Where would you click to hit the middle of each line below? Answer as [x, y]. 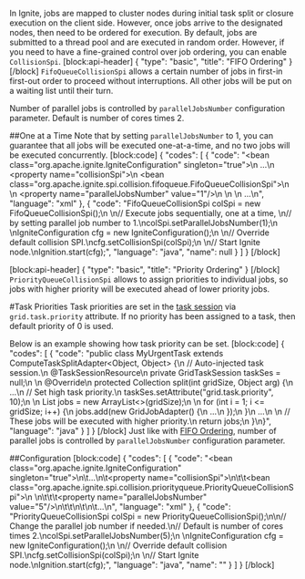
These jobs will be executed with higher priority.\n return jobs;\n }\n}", [140, 421]
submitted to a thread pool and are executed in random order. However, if [147, 42]
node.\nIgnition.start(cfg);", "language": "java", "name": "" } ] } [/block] [142, 565]
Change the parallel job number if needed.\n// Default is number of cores [147, 526]
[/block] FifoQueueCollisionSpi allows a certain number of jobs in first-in [146, 71]
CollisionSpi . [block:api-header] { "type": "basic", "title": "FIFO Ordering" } [151, 62]
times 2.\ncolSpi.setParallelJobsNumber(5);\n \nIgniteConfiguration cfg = [147, 536]
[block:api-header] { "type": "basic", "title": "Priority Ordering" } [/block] [145, 269]
